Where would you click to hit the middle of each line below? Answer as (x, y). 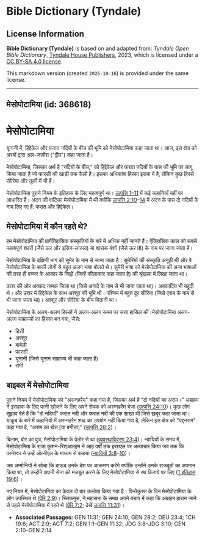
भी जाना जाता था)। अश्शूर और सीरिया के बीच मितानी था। (62, 300)
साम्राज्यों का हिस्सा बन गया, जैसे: (49, 319)
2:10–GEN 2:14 (33, 530)
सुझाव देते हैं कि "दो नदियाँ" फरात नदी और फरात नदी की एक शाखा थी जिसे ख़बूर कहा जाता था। (98, 413)
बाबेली (21, 345)
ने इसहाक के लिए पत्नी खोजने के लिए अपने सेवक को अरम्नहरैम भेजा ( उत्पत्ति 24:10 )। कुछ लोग (98, 407)
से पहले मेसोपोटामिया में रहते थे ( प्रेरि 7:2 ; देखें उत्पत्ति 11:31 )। (66, 505)
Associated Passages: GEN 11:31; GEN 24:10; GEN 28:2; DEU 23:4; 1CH (106, 517)
